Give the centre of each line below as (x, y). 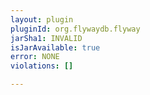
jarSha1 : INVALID (46, 38)
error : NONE (35, 57)
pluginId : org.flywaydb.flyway (75, 29)
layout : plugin (42, 19)
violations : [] (42, 66)
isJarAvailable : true (55, 47)
